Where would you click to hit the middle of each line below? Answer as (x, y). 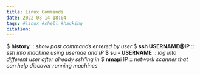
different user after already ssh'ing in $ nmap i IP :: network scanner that (97, 59)
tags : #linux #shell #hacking (45, 23)
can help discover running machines (52, 66)
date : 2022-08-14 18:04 (36, 18)
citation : (19, 29)
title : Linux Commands (35, 12)
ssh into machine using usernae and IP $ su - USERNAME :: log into (91, 53)
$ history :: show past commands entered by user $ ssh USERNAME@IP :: (100, 46)
